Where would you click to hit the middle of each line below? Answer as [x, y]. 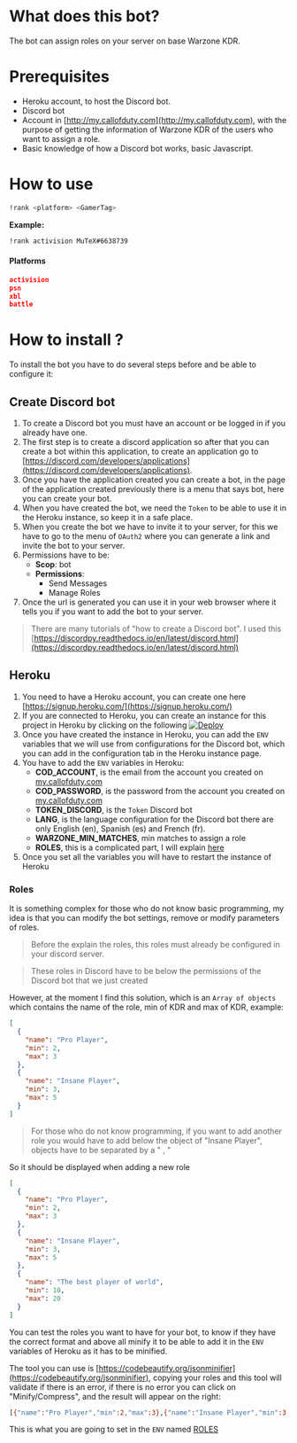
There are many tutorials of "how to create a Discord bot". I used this [156, 629]
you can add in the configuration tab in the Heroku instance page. [142, 753]
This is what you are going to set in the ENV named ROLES [114, 1430]
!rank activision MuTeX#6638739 [69, 241]
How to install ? [66, 340]
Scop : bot [53, 565]
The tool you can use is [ [54, 1368]
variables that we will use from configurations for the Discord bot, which [153, 744]
